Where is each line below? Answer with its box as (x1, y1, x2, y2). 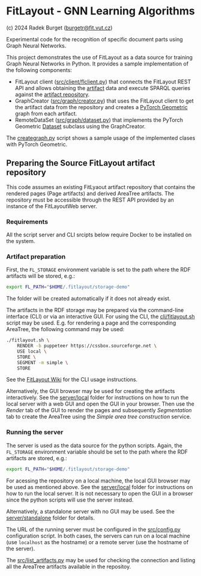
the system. (6, 238, 35, 245)
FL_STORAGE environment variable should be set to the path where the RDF (6, 448, 188, 455)
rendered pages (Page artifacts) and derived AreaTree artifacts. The (6, 190, 175, 197)
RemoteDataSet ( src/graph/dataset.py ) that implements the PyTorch (14, 116, 184, 124)
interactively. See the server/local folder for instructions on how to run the (6, 394, 189, 401)
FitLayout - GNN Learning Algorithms (6, 4, 195, 18)
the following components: (6, 66, 72, 73)
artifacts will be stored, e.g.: (6, 272, 75, 280)
